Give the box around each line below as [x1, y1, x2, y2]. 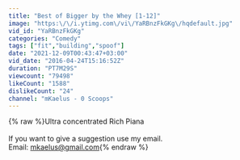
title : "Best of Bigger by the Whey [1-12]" [8, 11, 161, 20]
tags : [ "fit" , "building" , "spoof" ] [8, 42, 125, 50]
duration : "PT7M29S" [8, 65, 78, 73]
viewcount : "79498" [8, 72, 74, 80]
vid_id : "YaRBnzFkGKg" [8, 27, 85, 35]
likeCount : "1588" [8, 79, 70, 87]
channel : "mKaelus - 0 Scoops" [8, 95, 114, 103]
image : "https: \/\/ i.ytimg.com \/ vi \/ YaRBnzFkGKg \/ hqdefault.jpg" [8, 19, 233, 27]
